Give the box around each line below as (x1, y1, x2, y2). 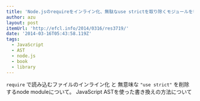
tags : (6, 36, 20, 42)
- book (11, 58, 28, 64)
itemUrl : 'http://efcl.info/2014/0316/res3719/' (6, 25, 129, 31)
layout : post (6, 20, 39, 26)
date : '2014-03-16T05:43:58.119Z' (6, 31, 92, 37)
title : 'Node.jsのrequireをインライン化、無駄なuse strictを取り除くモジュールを (6, 8, 193, 15)
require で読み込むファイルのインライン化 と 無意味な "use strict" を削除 (6, 81, 189, 88)
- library (11, 64, 36, 70)
